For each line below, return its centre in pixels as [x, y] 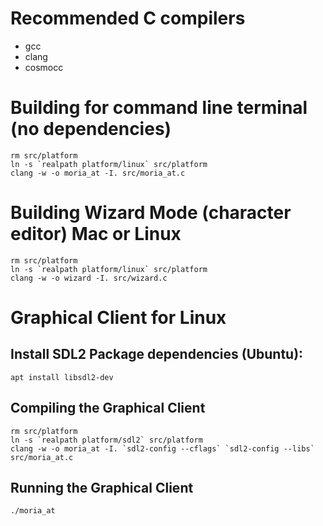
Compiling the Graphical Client [108, 408]
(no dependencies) [91, 129]
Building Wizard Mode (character [151, 213]
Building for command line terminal [159, 108]
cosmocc [44, 67]
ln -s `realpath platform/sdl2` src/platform [106, 440]
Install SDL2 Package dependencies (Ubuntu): [157, 354]
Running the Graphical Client [102, 488]
